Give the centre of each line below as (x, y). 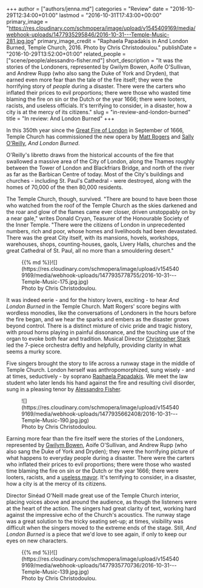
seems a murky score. (34, 351)
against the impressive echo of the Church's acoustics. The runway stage (98, 515)
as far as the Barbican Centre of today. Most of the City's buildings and (95, 174)
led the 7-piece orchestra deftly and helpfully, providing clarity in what (94, 345)
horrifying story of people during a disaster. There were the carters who (96, 86)
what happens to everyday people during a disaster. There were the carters (101, 458)
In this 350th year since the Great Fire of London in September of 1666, (95, 130)
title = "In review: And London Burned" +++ (61, 118)
